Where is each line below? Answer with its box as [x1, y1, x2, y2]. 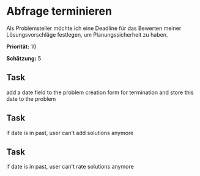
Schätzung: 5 [6, 54, 42, 62]
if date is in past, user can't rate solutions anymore [6, 163, 135, 170]
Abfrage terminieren [6, 4, 112, 18]
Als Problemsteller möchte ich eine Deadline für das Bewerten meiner [6, 24, 182, 32]
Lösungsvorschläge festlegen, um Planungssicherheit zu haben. [6, 31, 168, 38]
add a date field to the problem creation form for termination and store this [6, 89, 194, 96]
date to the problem [6, 95, 56, 102]
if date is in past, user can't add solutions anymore [6, 129, 134, 136]
